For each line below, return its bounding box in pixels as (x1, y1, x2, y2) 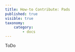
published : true (5, 12, 38, 16)
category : (14, 25, 34, 30)
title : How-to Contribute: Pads (5, 7, 70, 12)
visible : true (5, 16, 34, 21)
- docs (22, 29, 36, 34)
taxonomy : (5, 20, 25, 26)
